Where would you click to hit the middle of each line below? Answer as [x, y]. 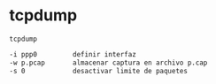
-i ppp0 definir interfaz [73, 54]
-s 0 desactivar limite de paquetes [99, 71]
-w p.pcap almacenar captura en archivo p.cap [108, 63]
